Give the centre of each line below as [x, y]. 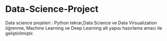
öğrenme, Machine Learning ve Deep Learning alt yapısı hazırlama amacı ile [84, 28]
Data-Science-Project [52, 9]
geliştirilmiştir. [20, 33]
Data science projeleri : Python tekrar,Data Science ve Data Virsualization [81, 23]
